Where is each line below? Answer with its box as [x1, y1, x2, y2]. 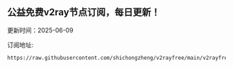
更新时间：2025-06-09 [7, 26, 74, 34]
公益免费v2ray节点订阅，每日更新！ [7, 6, 161, 19]
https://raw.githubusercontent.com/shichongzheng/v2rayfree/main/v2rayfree [7, 54, 231, 61]
